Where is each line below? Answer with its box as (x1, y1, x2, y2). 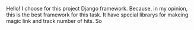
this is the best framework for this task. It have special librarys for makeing (6, 11, 189, 18)
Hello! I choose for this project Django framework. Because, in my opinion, (6, 5, 188, 12)
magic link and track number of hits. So (6, 18, 102, 24)
